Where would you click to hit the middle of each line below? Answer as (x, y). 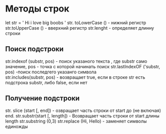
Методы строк (37, 9)
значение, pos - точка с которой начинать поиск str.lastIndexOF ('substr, (83, 66)
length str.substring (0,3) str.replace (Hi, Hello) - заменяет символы (76, 121)
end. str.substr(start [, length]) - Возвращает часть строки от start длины (82, 115)
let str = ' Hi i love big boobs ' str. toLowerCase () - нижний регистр (76, 23)
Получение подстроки (43, 98)
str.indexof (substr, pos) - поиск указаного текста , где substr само (76, 61)
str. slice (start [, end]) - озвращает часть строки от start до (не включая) (83, 110)
